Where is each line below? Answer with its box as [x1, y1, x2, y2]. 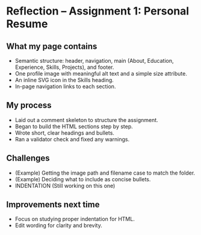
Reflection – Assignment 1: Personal [6, 4, 190, 18]
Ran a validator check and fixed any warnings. [14, 135, 130, 143]
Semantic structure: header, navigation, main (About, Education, [14, 57, 174, 64]
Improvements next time [6, 199, 100, 210]
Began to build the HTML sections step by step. [14, 123, 134, 130]
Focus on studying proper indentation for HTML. [14, 216, 135, 223]
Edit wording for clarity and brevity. [14, 222, 102, 229]
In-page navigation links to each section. [14, 83, 116, 90]
